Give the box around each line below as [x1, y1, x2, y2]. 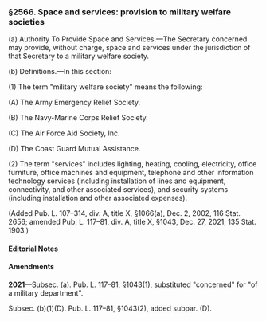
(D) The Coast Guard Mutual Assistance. [8, 144, 141, 154]
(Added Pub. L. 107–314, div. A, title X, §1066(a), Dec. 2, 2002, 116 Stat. [8, 209, 241, 218]
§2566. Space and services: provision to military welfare [8, 6, 232, 18]
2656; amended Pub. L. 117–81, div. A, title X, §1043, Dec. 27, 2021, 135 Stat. [8, 217, 256, 227]
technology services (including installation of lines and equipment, [8, 176, 226, 186]
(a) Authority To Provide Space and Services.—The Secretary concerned [8, 34, 248, 44]
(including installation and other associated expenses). [8, 194, 188, 203]
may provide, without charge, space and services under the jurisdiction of [8, 43, 251, 53]
